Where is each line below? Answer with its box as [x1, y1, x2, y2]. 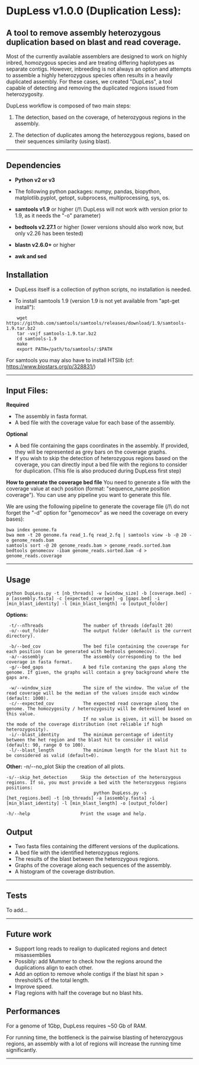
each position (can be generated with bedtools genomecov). [6, 649, 158, 655]
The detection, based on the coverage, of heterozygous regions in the [14, 114, 186, 121]
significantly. [6, 1046, 37, 1053]
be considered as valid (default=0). [6, 753, 99, 759]
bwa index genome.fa [6, 527, 57, 533]
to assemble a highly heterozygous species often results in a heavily [6, 72, 173, 78]
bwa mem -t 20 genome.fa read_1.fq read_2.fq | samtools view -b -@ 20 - [6, 532, 192, 538]
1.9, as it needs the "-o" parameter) [14, 212, 101, 219]
